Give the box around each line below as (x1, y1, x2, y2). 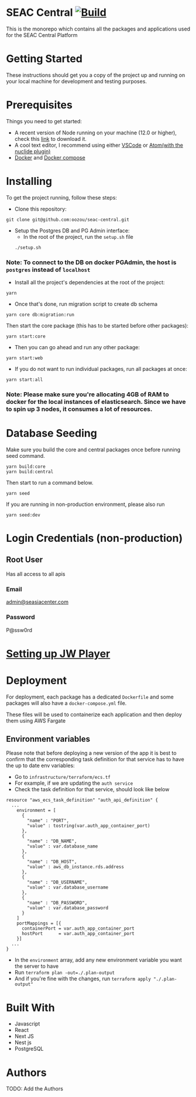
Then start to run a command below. (6, 479, 94, 486)
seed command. (6, 452, 45, 459)
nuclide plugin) (14, 147, 51, 155)
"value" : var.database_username (27, 885, 109, 890)
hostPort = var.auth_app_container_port (21, 931, 135, 937)
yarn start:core (6, 333, 46, 340)
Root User (6, 555, 43, 565)
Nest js (14, 1039, 32, 1046)
